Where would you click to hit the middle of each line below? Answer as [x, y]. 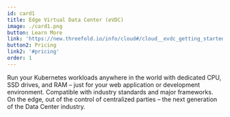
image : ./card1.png [35, 26]
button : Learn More [35, 32]
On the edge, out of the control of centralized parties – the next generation [112, 99]
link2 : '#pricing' [33, 52]
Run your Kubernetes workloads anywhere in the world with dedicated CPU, [114, 77]
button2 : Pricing [32, 45]
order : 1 [20, 58]
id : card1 [21, 13]
